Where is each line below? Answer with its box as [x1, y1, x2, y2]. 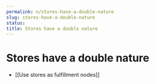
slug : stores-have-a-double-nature [6, 14, 96, 20]
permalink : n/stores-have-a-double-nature [6, 8, 114, 15]
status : [6, 20, 26, 26]
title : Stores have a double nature [6, 25, 98, 32]
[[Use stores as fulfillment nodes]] [14, 71, 100, 79]
